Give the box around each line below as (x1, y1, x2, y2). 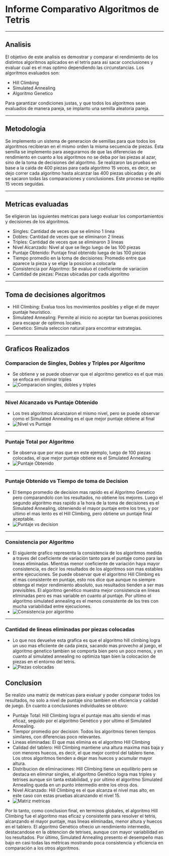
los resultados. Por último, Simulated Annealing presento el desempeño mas (5, 834, 163, 840)
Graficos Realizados (5, 345, 70, 353)
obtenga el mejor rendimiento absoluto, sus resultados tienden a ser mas (12, 582, 164, 588)
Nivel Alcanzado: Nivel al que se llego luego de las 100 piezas (12, 244, 141, 250)
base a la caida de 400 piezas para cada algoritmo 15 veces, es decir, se (5, 164, 156, 170)
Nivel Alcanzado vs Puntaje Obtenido (5, 399, 98, 406)
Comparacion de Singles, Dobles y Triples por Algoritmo (5, 360, 145, 367)
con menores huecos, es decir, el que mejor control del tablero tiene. (12, 750, 155, 756)
